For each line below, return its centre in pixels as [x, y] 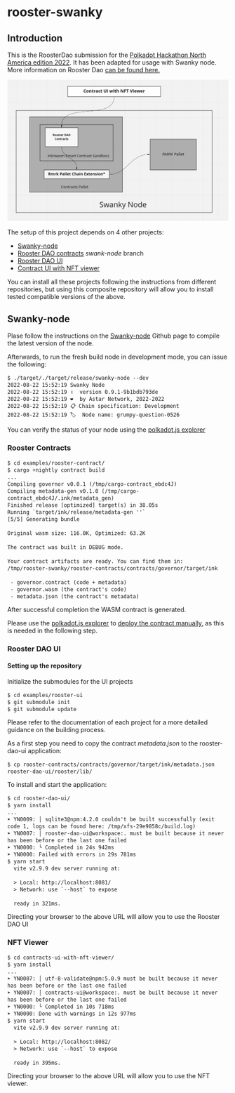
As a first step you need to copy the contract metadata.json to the [103, 743]
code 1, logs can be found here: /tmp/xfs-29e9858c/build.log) [102, 826]
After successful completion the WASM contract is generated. [97, 610]
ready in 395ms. [37, 1063]
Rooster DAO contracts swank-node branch [80, 253]
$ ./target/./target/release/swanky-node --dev [78, 378]
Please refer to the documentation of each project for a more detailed [108, 722]
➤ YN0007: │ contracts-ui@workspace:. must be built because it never [113, 993]
